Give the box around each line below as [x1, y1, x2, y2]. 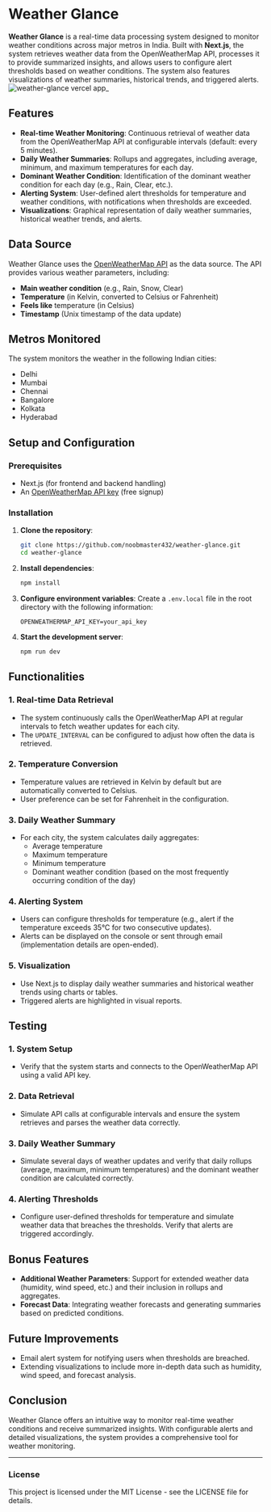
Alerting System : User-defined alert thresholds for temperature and [19, 188, 247, 198]
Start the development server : [19, 631, 123, 641]
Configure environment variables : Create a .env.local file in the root [19, 593, 252, 603]
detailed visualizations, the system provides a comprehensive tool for [8, 1432, 239, 1442]
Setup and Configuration [8, 436, 135, 450]
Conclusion [8, 1394, 68, 1408]
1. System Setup [8, 1044, 73, 1055]
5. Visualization [8, 960, 71, 971]
